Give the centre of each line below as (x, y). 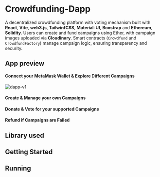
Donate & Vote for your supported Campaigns (52, 109)
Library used (25, 135)
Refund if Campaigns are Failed (37, 120)
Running (18, 168)
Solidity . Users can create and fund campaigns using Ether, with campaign (80, 33)
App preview (25, 63)
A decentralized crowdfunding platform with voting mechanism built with (78, 22)
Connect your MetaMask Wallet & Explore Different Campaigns (70, 76)
